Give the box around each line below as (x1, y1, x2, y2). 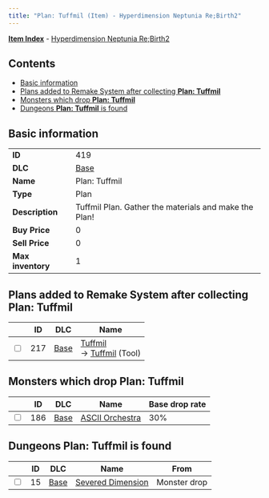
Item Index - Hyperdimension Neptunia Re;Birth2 (8, 34, 170, 43)
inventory (12, 261, 50, 272)
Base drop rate (148, 398, 207, 409)
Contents (8, 57, 56, 70)
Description (12, 207, 58, 218)
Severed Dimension (74, 476, 150, 488)
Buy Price (12, 225, 50, 236)
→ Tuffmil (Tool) (80, 347, 142, 359)
